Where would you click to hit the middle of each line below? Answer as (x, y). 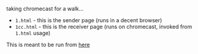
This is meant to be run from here (48, 45)
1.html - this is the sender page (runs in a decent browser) (88, 20)
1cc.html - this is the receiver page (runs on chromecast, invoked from (104, 27)
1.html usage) (32, 33)
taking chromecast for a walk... (45, 9)
